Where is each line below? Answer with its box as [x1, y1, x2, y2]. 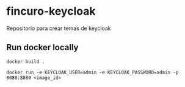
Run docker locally [6, 42, 79, 53]
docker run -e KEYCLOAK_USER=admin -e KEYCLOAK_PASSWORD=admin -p [6, 69, 179, 75]
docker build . [6, 58, 45, 65]
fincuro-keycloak [6, 4, 96, 18]
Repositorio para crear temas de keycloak [6, 25, 111, 32]
